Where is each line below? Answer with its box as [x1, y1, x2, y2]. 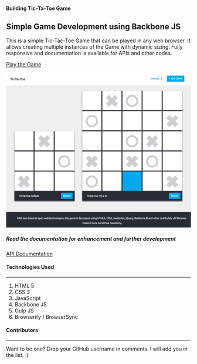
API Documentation [6, 250, 53, 257]
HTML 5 [14, 282, 35, 289]
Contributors [6, 326, 39, 334]
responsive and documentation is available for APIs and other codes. [6, 50, 172, 57]
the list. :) [6, 352, 29, 359]
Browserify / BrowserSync [14, 313, 78, 320]
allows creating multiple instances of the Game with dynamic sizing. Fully [6, 43, 183, 50]
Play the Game [6, 61, 42, 68]
